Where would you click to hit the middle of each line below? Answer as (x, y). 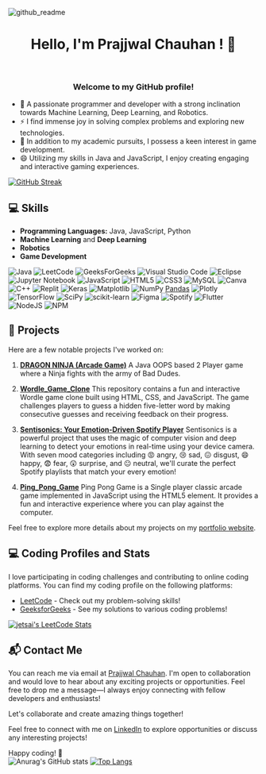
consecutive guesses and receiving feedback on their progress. (124, 414)
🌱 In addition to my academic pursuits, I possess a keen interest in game (138, 141)
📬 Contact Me (45, 651)
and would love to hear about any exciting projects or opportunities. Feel (127, 682)
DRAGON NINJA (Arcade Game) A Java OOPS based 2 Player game (131, 364)
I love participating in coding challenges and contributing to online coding (128, 576)
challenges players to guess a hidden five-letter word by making (125, 406)
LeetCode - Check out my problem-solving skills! (100, 600)
